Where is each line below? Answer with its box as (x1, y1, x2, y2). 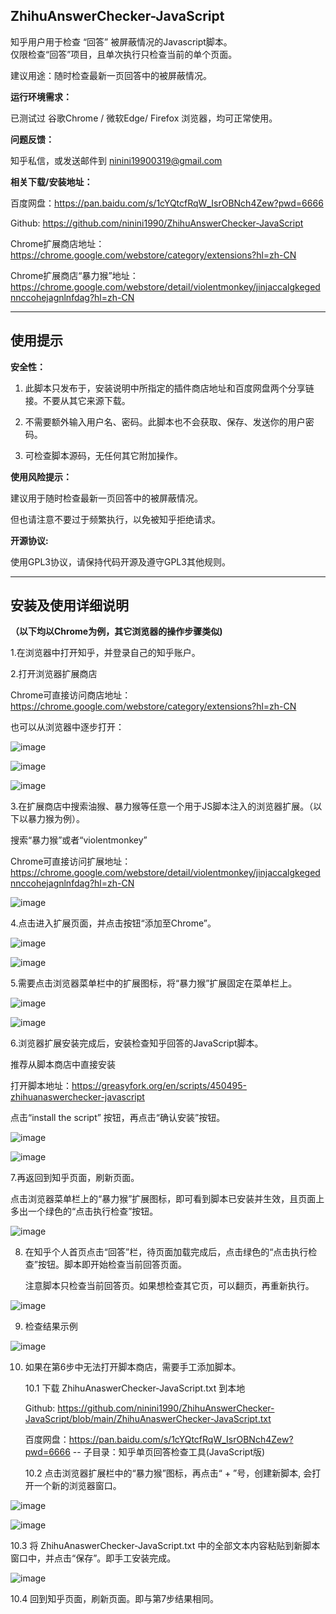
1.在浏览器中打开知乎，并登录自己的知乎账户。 (10, 647, 201, 659)
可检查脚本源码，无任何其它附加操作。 (24, 449, 183, 461)
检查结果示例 (24, 1320, 78, 1333)
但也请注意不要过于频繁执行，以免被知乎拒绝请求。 (10, 513, 221, 525)
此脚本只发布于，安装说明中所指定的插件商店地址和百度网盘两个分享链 (24, 382, 315, 394)
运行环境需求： (10, 90, 72, 103)
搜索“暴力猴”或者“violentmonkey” (10, 834, 148, 846)
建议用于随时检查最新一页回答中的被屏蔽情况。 (10, 492, 203, 504)
